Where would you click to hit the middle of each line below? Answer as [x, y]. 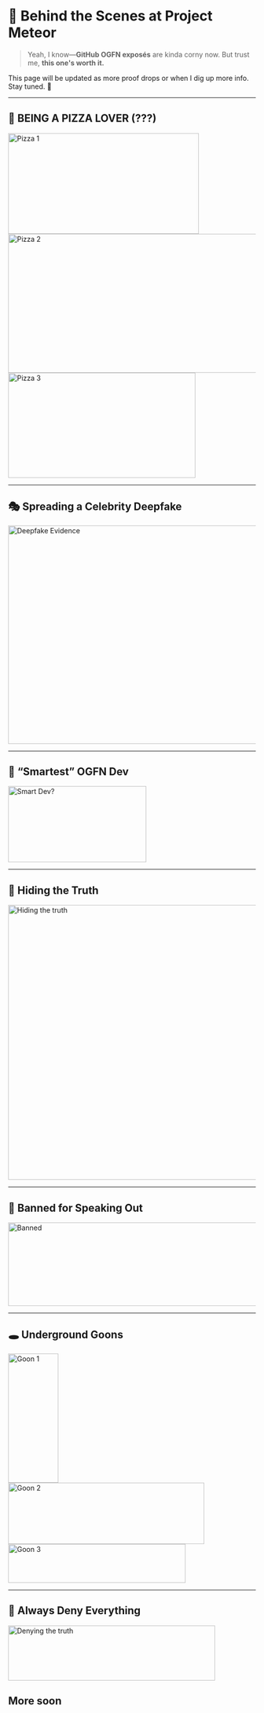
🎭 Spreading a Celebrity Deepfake [95, 507]
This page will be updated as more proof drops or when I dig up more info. [128, 78]
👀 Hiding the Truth [53, 890]
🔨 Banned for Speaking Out [76, 1208]
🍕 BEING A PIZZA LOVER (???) [82, 118]
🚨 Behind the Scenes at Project [111, 16]
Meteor [32, 33]
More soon [35, 1701]
